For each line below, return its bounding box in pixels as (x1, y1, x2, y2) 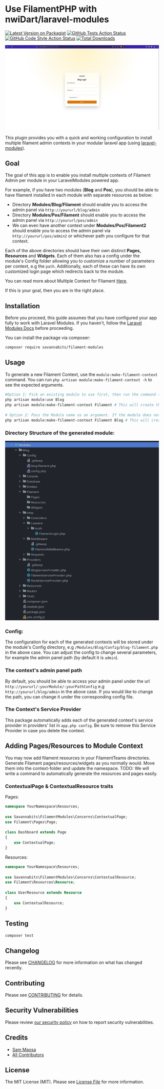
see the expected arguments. (5, 382, 64, 388)
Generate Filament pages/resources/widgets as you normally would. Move (5, 760, 155, 766)
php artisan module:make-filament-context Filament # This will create (5, 402, 154, 407)
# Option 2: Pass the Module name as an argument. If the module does (5, 413, 152, 418)
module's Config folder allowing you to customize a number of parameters (5, 258, 155, 264)
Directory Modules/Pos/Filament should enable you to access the (12, 212, 146, 218)
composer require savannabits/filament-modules (5, 345, 104, 350)
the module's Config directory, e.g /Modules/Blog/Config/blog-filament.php (5, 644, 158, 650)
